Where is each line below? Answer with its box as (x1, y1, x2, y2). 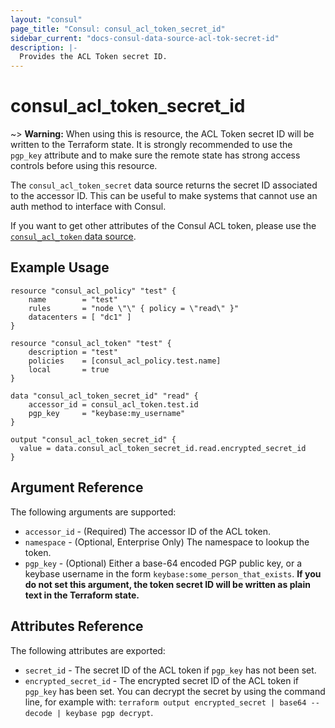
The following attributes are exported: (10, 644, 166, 656)
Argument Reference (10, 479, 144, 496)
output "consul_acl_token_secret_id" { (10, 434, 177, 445)
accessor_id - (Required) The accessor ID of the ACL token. (24, 525, 272, 537)
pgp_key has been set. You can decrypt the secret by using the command (24, 685, 326, 697)
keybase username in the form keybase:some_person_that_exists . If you (24, 567, 322, 580)
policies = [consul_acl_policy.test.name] (28, 356, 222, 366)
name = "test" (28, 294, 118, 305)
